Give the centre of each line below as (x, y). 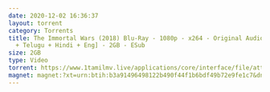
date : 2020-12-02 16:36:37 (53, 16)
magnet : (21, 75)
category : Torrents (41, 30)
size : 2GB (25, 53)
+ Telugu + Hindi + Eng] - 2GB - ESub (81, 46)
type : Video (28, 61)
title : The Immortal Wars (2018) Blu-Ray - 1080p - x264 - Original (125, 38)
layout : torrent (35, 23)
